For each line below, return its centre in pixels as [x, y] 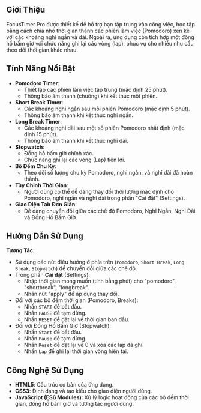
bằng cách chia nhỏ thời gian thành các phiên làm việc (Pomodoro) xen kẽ [98, 31]
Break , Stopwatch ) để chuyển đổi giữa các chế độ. [76, 268]
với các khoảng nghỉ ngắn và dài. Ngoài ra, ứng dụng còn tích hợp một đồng [100, 37]
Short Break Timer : [39, 102]
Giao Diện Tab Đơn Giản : [46, 204]
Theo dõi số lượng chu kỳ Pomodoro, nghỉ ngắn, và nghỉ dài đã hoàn [108, 172]
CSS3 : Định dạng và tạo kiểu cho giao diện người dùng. [83, 391]
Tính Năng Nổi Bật [41, 69]
